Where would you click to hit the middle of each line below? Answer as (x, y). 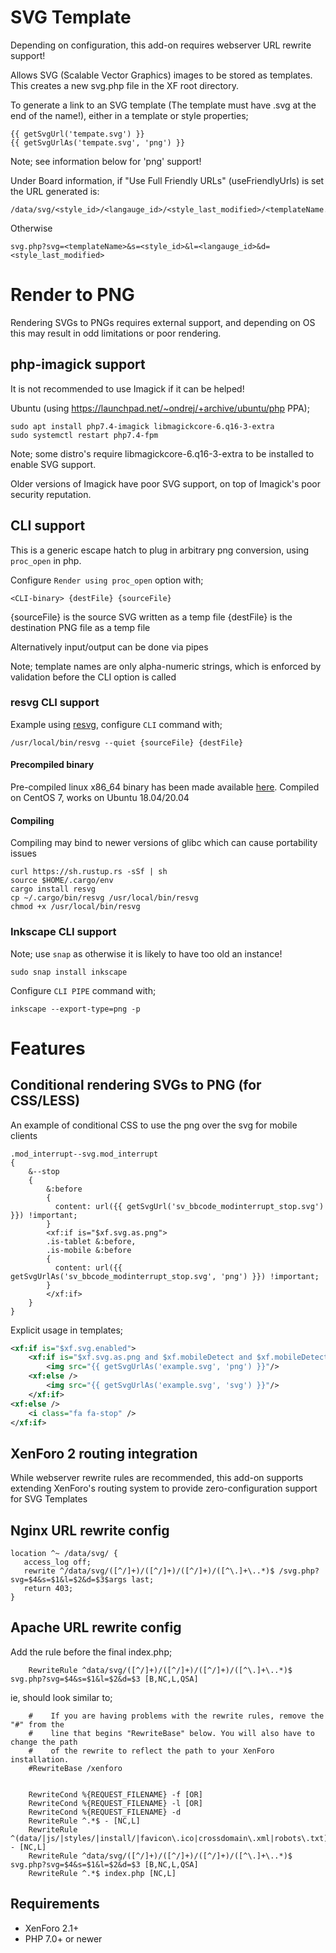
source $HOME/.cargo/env (62, 881)
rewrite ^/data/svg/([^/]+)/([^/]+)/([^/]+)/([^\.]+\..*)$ (149, 1571)
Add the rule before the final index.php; (91, 1652)
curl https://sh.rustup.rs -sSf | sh (89, 872)
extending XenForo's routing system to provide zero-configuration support (164, 1488)
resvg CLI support (55, 703)
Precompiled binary (52, 765)
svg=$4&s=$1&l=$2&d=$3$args (69, 1580)
